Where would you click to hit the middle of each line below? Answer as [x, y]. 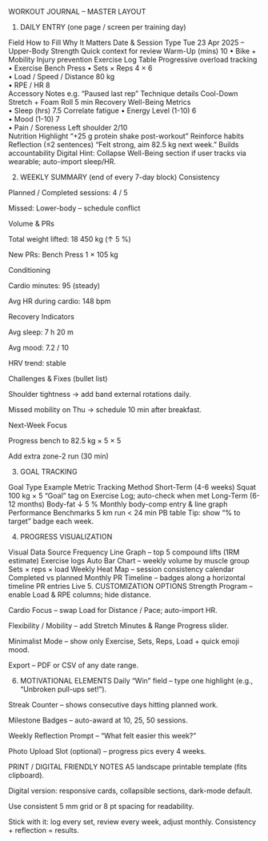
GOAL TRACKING [48, 472]
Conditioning [29, 270]
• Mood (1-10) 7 [34, 119]
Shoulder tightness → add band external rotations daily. [100, 394]
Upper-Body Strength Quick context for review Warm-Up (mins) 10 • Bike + [132, 51]
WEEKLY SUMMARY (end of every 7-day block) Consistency [120, 177]
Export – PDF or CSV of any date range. [74, 665]
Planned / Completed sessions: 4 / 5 [68, 192]
